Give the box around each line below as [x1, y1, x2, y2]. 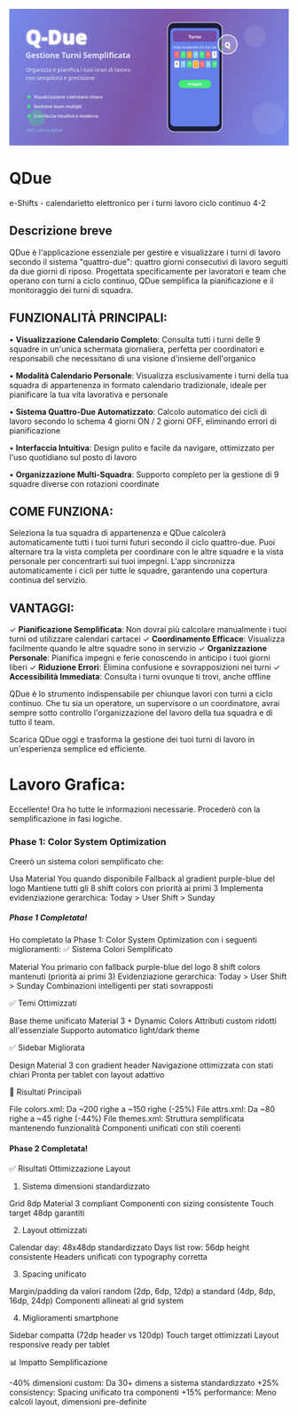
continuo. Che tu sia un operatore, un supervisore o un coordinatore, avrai [9, 698, 280, 709]
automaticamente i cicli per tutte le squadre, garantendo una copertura [9, 565, 268, 577]
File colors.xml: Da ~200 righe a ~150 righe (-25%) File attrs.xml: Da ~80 [9, 1104, 275, 1115]
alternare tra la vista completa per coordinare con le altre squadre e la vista [9, 546, 284, 557]
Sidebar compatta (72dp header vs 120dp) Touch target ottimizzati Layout [9, 1329, 279, 1340]
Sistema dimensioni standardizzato [21, 1181, 151, 1191]
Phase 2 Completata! [9, 1143, 89, 1154]
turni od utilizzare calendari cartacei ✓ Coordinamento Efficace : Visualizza [9, 633, 286, 644]
